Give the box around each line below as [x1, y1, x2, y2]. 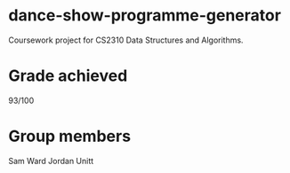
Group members [8, 126, 131, 146]
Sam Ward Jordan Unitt [8, 155, 94, 166]
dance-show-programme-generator [8, 5, 282, 26]
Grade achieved [8, 66, 128, 86]
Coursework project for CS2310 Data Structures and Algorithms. [8, 35, 244, 45]
